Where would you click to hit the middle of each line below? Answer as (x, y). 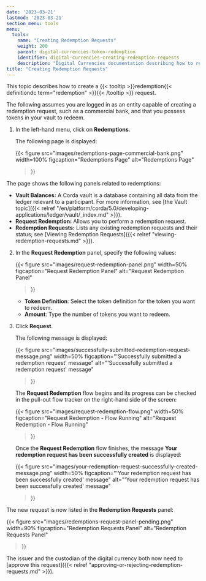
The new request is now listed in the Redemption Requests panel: (90, 510)
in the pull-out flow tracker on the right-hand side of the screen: (96, 400)
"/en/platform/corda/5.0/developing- (102, 208)
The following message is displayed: (61, 338)
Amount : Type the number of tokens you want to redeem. (97, 314)
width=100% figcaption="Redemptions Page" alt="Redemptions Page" (105, 160)
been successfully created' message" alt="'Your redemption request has (107, 480)
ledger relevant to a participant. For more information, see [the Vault (101, 202)
